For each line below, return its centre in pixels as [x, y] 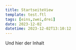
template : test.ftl [26, 15]
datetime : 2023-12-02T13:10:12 [38, 29]
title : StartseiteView [29, 10]
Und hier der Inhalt [25, 43]
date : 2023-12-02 [24, 24]
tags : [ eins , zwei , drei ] [30, 19]
